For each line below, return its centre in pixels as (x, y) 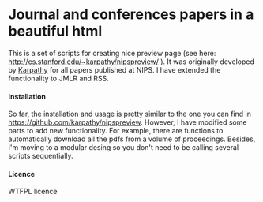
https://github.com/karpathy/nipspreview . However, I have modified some (128, 122)
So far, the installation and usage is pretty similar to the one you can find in (130, 114)
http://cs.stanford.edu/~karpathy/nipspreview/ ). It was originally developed (131, 62)
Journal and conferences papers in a (131, 15)
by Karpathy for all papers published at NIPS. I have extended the (115, 69)
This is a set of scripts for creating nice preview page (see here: (112, 53)
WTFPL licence (33, 192)
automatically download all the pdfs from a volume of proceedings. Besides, (132, 139)
